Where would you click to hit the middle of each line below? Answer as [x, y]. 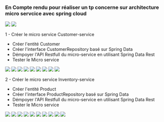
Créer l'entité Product [34, 89]
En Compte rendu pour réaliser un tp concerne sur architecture [82, 7]
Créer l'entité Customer [36, 44]
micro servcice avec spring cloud [46, 13]
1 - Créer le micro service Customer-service [50, 35]
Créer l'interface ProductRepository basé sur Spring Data [71, 94]
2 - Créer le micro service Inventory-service [50, 80]
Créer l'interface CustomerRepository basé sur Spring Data [72, 49]
